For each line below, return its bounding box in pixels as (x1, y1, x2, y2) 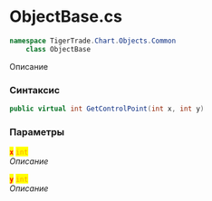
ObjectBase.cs (9, 6, 122, 27)
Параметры (9, 125, 65, 138)
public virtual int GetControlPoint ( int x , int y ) (9, 104, 205, 113)
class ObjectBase (25, 44, 92, 53)
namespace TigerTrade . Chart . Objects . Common (9, 36, 177, 45)
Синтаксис (9, 83, 61, 96)
